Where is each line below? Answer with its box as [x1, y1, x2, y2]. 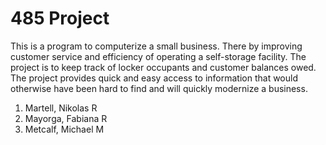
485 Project [10, 7, 110, 30]
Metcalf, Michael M [24, 123, 105, 135]
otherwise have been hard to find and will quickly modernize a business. [10, 82, 308, 94]
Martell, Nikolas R [24, 102, 98, 114]
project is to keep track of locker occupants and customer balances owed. [10, 61, 317, 73]
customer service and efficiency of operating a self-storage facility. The [10, 50, 307, 62]
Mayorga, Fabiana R [24, 112, 108, 124]
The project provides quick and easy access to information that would [10, 72, 299, 84]
